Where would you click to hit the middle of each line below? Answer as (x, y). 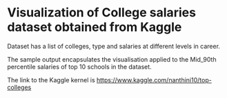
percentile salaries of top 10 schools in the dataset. (79, 66)
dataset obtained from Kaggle (95, 27)
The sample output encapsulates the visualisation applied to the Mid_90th (112, 59)
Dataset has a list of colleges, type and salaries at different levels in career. (114, 46)
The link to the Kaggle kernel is (51, 79)
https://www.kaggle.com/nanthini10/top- (154, 79)
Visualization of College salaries (102, 13)
